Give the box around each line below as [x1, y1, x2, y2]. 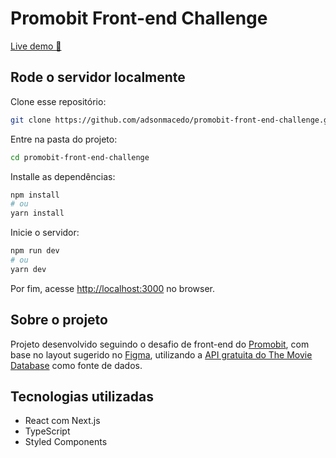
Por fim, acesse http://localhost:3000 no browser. [10, 282, 216, 294]
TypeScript [24, 425, 71, 437]
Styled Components [24, 436, 108, 448]
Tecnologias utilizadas [10, 388, 154, 405]
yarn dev [10, 264, 47, 274]
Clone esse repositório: [10, 95, 107, 107]
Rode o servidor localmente [10, 69, 186, 86]
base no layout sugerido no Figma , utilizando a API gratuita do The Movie [10, 348, 313, 361]
